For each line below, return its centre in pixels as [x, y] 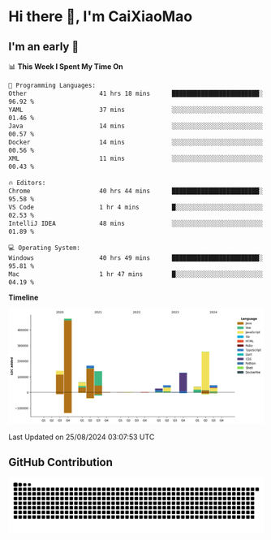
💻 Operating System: [45, 248]
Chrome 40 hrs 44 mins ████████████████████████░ [136, 191]
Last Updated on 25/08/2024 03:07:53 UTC [82, 437]
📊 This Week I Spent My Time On [66, 67]
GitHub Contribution [61, 462]
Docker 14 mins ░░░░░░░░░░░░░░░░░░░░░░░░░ [136, 142]
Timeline [24, 297]
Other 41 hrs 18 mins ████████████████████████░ [136, 93]
